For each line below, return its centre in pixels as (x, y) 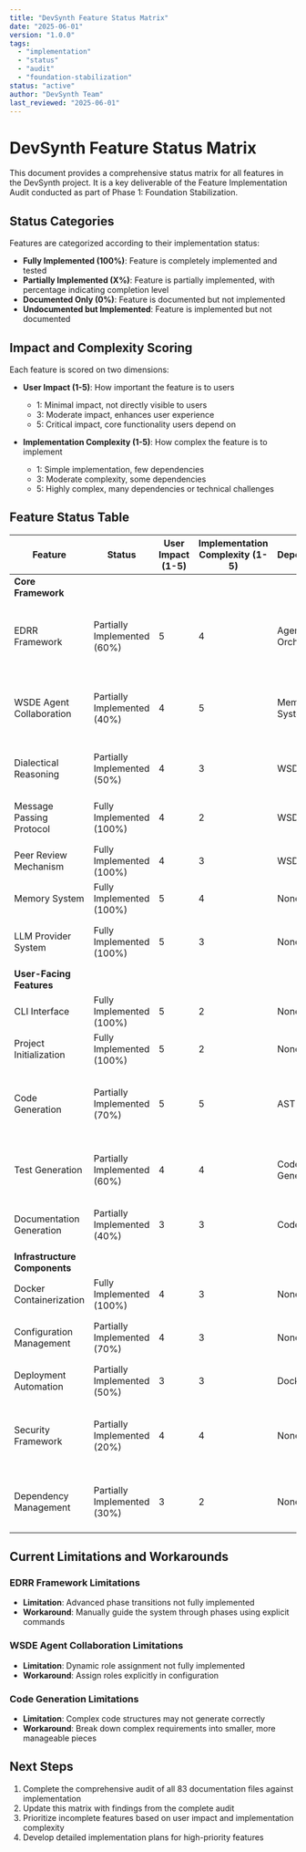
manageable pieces (60, 1738)
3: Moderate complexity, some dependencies (121, 479)
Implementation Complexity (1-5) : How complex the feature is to (145, 442)
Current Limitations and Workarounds (119, 1557)
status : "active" (42, 86)
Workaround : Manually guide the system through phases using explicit (156, 1612)
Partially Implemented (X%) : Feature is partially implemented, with (148, 280)
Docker (30, 1288)
